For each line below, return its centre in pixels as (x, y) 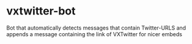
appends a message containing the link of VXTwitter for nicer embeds (94, 34)
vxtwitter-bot (41, 11)
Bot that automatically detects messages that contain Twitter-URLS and (96, 28)
